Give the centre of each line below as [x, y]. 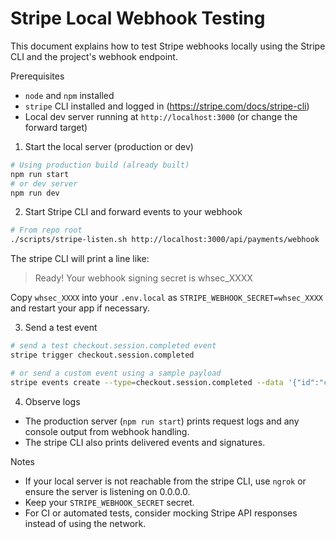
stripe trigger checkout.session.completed [102, 355]
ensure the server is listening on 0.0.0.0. [107, 491]
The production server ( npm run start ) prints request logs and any [162, 421]
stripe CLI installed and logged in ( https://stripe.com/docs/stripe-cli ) [167, 106]
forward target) [56, 127]
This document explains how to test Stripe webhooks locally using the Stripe [168, 46]
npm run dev [35, 193]
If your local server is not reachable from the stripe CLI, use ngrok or [165, 481]
